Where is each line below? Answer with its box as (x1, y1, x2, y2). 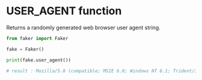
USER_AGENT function (6, 4, 122, 18)
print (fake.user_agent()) (6, 57, 71, 63)
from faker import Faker (6, 35, 69, 41)
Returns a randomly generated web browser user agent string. (6, 24, 161, 31)
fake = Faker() (6, 46, 44, 52)
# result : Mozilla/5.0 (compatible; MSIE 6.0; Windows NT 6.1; (6, 67, 171, 74)
